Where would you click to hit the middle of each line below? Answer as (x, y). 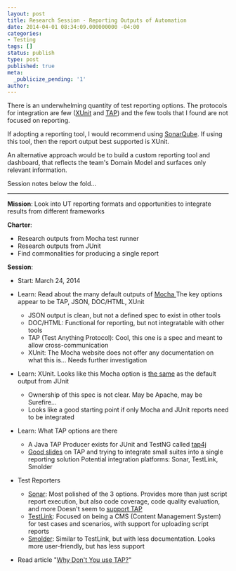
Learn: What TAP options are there (67, 431)
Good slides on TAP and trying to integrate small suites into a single (125, 452)
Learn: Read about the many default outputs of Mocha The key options (120, 294)
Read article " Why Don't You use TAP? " (74, 560)
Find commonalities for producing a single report (88, 254)
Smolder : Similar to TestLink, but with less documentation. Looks (122, 539)
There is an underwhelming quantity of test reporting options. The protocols (117, 105)
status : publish (31, 53)
